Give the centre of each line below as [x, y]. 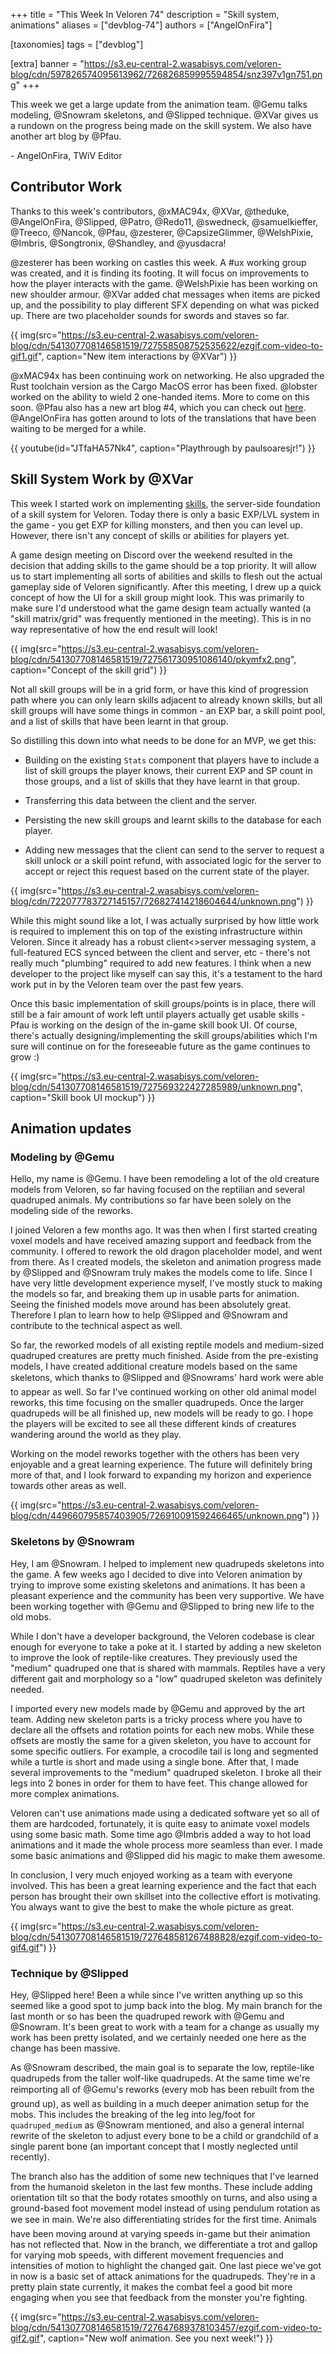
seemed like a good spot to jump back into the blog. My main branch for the [166, 2005]
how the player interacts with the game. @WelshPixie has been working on [164, 283]
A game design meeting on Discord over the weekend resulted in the [151, 555]
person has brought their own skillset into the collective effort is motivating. [166, 1896]
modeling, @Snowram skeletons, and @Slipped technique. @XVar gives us [164, 115]
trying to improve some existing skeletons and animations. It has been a [158, 1585]
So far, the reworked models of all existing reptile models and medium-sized [167, 1345]
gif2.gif [25, 2338]
